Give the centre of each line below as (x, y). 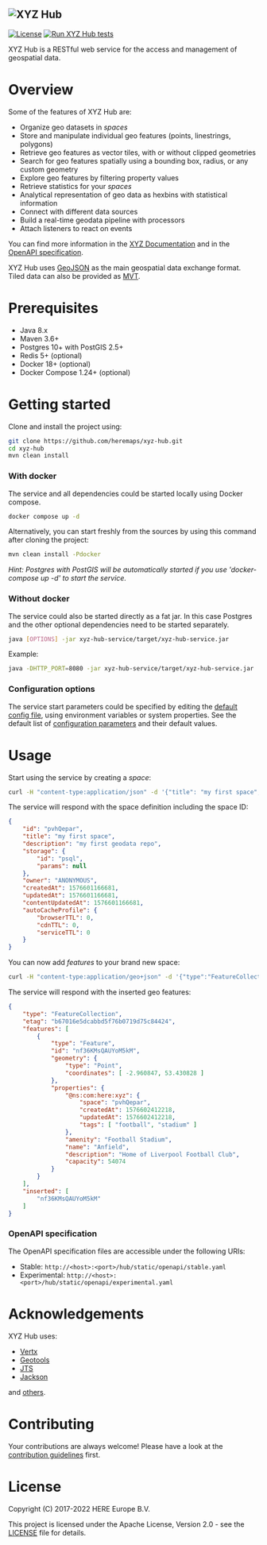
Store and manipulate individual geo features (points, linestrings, (125, 135)
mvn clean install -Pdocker (55, 554)
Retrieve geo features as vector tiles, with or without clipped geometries (138, 153)
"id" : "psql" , (60, 859)
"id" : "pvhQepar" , (53, 829)
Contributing (51, 1424)
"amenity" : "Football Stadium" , (118, 1139)
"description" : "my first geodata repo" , (92, 844)
